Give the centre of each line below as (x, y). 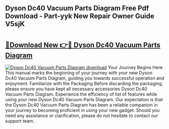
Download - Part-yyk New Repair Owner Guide (80, 16)
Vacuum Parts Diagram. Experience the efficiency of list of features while (81, 94)
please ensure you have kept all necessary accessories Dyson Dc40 (76, 89)
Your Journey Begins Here (135, 67)
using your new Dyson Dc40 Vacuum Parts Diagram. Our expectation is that (84, 100)
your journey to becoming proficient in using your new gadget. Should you (82, 110)
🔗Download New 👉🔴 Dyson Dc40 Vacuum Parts (83, 45)
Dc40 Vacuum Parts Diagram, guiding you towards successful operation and (85, 78)
